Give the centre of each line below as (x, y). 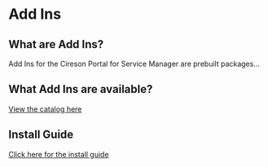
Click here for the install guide (59, 154)
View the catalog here (45, 109)
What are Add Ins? (56, 44)
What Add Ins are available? (81, 89)
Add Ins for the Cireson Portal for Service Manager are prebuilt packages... (134, 64)
